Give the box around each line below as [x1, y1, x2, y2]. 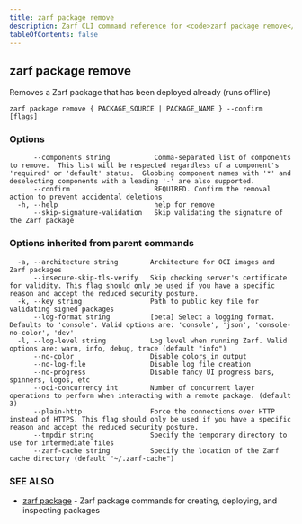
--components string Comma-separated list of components [32, 154, 292, 163]
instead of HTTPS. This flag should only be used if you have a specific [9, 414, 292, 423]
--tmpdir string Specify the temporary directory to [32, 431, 288, 440]
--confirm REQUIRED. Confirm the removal [32, 185, 271, 194]
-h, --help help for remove [17, 200, 216, 209]
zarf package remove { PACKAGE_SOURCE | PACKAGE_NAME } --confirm [9, 104, 263, 113]
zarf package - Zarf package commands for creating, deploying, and [22, 495, 278, 506]
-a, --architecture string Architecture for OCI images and [17, 257, 276, 266]
